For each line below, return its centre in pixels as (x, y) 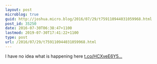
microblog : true (22, 14)
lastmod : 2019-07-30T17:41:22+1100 (42, 33)
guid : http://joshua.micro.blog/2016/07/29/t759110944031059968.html (79, 19)
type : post (16, 38)
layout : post (19, 10)
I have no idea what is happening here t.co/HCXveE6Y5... (64, 56)
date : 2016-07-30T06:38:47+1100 (39, 28)
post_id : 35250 (21, 24)
